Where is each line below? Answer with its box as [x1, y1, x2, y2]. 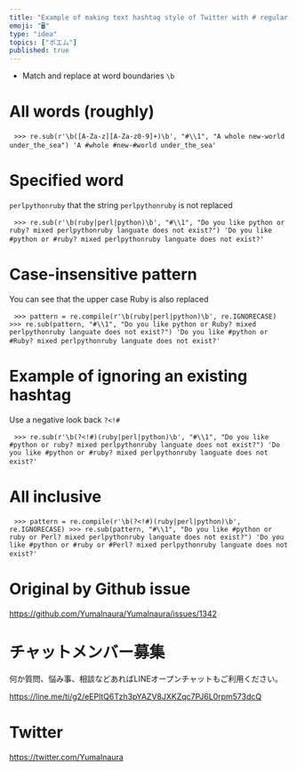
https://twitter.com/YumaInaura [9, 751, 124, 762]
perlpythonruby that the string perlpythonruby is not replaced [9, 200, 233, 210]
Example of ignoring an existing [9, 366, 248, 387]
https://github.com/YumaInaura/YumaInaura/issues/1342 [9, 608, 218, 619]
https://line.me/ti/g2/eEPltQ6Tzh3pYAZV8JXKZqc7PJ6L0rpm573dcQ [9, 691, 262, 702]
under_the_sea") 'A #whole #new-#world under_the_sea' [9, 141, 217, 150]
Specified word [9, 171, 124, 191]
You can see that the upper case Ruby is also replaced [9, 293, 209, 304]
